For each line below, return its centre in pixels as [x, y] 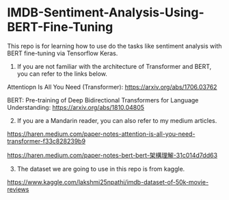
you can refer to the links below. [62, 74]
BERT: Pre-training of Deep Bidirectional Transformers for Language [103, 100]
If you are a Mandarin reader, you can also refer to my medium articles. [117, 120]
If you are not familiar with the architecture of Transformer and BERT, [114, 66]
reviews [18, 189]
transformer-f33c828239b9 [46, 141]
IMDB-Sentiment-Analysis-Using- [106, 13]
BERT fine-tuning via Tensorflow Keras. [63, 53]
